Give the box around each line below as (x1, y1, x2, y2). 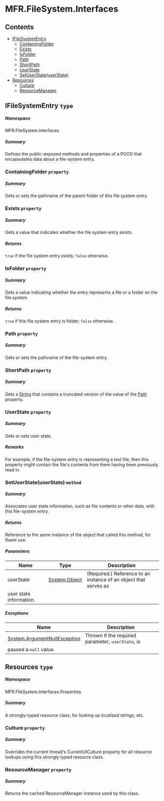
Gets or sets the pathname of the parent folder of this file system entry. (5, 193, 148, 199)
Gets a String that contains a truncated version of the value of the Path (5, 391, 147, 397)
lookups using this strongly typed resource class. (5, 754, 104, 760)
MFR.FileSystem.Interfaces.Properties (5, 689, 82, 695)
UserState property (5, 408, 51, 415)
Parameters (5, 548, 30, 554)
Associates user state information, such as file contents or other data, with (5, 503, 155, 509)
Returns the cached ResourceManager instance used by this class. (5, 790, 140, 796)
